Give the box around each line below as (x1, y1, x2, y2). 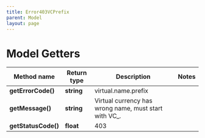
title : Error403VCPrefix (6, 9, 70, 15)
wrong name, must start (94, 104, 163, 113)
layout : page (6, 20, 40, 26)
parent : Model (6, 15, 43, 21)
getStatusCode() (9, 122, 59, 130)
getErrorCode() (9, 87, 55, 95)
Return (67, 68, 87, 77)
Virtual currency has (94, 96, 153, 105)
